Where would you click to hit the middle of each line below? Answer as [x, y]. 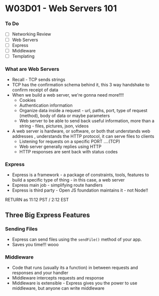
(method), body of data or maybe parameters [64, 116]
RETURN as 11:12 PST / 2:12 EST [37, 200]
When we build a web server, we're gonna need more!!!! [68, 95]
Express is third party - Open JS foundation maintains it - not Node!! [80, 190]
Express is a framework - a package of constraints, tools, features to [80, 175]
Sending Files [21, 229]
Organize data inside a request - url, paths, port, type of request [83, 111]
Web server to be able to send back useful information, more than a [87, 121]
